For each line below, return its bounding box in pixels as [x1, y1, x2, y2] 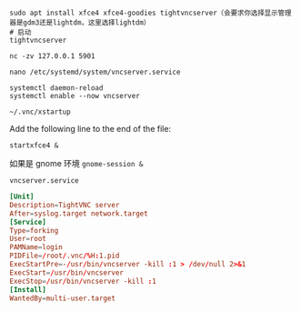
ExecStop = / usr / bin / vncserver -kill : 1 [9, 277, 156, 286]
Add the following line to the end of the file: [9, 124, 171, 134]
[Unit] [9, 192, 35, 201]
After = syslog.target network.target [9, 208, 148, 218]
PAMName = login [9, 243, 64, 252]
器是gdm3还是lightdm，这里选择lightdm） [9, 18, 151, 27]
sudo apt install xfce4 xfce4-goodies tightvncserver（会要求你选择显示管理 [9, 8, 292, 17]
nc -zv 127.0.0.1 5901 [9, 52, 95, 61]
